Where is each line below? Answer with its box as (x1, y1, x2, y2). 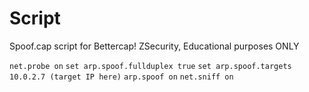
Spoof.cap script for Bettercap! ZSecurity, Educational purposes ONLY (9, 40, 300, 52)
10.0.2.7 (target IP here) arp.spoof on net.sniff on (9, 72, 234, 82)
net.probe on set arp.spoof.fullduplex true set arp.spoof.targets (9, 61, 292, 71)
